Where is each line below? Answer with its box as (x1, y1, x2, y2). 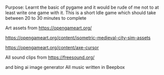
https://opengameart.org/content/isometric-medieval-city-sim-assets (5, 35, 151, 41)
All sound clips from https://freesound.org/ (5, 54, 95, 60)
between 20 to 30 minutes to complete (5, 15, 87, 21)
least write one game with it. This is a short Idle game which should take (5, 10, 156, 16)
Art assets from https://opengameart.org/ (5, 25, 92, 31)
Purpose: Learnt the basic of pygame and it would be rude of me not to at (5, 5, 159, 10)
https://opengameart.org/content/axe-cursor (5, 45, 99, 50)
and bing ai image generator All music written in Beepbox (5, 64, 125, 70)
